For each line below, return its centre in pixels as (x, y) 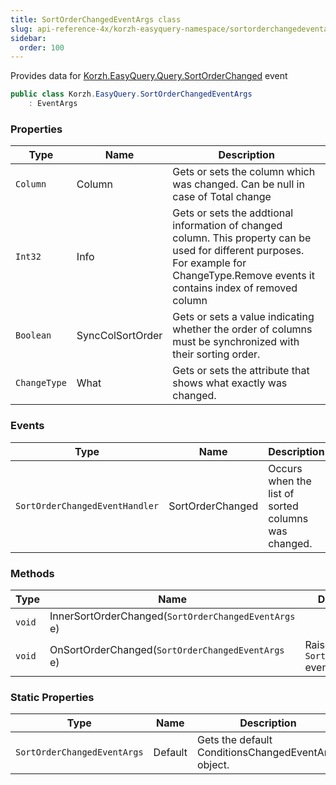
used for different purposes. (238, 251)
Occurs (285, 468)
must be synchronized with (236, 342)
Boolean (33, 335)
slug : (21, 29)
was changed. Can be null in (238, 184)
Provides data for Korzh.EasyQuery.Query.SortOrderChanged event (149, 76)
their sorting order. (216, 354)
